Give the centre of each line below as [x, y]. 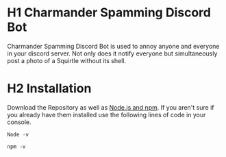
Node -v [18, 134]
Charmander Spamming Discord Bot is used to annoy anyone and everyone [114, 46]
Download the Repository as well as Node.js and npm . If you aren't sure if [111, 107]
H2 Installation [49, 89]
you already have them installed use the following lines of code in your [106, 114]
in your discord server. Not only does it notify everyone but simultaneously [112, 53]
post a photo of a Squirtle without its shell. [67, 60]
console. [20, 122]
